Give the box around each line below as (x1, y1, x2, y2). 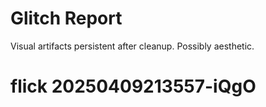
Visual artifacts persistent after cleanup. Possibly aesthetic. (10, 40, 255, 52)
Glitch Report (10, 7, 123, 30)
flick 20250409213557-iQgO (10, 75, 257, 98)
